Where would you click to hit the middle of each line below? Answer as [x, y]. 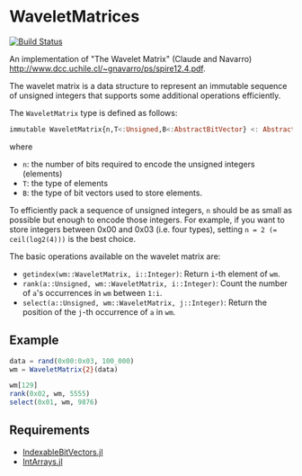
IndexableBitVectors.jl [62, 452]
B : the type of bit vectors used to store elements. [112, 193]
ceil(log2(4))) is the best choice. [73, 238]
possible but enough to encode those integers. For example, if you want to [147, 220]
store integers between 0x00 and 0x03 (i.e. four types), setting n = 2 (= [143, 229]
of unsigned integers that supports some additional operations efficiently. [145, 95]
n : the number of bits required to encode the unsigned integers [138, 164]
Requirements [49, 431]
